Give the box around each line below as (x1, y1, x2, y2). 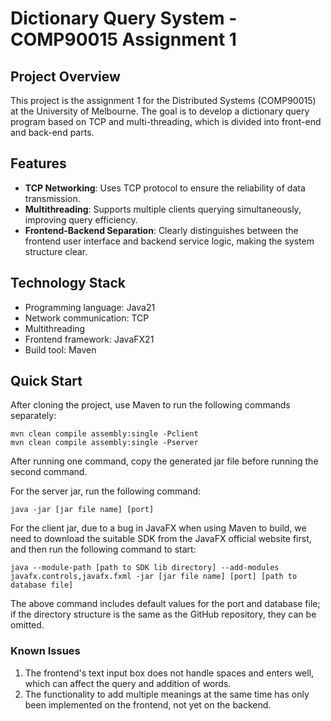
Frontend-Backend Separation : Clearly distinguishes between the (24, 224, 299, 236)
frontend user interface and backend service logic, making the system (24, 235, 315, 247)
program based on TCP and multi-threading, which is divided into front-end (10, 116, 322, 127)
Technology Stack (10, 275, 126, 292)
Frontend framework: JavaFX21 (24, 333, 155, 345)
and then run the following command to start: (10, 543, 197, 556)
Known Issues (10, 644, 81, 658)
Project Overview (10, 68, 121, 85)
